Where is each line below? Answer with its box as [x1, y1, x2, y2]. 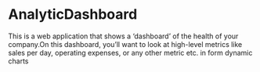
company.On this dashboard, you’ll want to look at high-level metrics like [8, 39, 243, 49]
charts [8, 56, 29, 66]
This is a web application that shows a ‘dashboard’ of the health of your [8, 31, 239, 41]
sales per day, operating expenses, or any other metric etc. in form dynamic [8, 48, 253, 57]
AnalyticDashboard [8, 5, 138, 23]
